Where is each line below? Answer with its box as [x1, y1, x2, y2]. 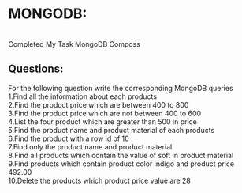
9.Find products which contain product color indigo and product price [8, 159, 235, 168]
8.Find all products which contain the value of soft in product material [8, 150, 234, 160]
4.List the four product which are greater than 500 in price [8, 116, 197, 127]
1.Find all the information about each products [8, 92, 158, 101]
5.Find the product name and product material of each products [8, 125, 215, 134]
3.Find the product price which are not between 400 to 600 [8, 108, 202, 118]
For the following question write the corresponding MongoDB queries [8, 83, 234, 93]
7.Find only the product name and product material [8, 142, 173, 151]
